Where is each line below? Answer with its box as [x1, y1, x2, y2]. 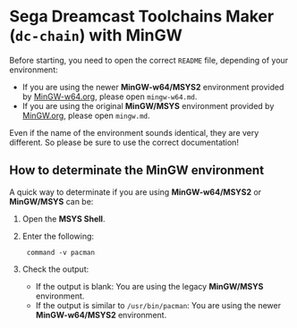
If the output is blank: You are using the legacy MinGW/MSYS [35, 281, 264, 291]
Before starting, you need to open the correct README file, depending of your [9, 55, 289, 65]
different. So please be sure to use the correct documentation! [9, 137, 240, 147]
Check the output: [21, 264, 89, 274]
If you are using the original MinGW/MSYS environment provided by [21, 100, 275, 111]
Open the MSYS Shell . [21, 213, 106, 224]
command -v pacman [26, 248, 96, 257]
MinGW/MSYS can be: [9, 196, 94, 206]
